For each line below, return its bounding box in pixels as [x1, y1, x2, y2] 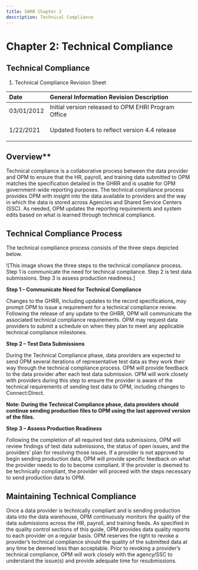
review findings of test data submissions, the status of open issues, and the [6, 443, 190, 450]
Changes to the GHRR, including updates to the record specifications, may [6, 297, 187, 305]
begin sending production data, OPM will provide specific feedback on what [6, 455, 190, 462]
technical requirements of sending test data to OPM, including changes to [6, 383, 185, 390]
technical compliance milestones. [6, 329, 87, 336]
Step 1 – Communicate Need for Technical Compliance [6, 286, 141, 293]
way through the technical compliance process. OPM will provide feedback [6, 364, 189, 371]
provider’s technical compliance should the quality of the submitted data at [6, 538, 187, 545]
